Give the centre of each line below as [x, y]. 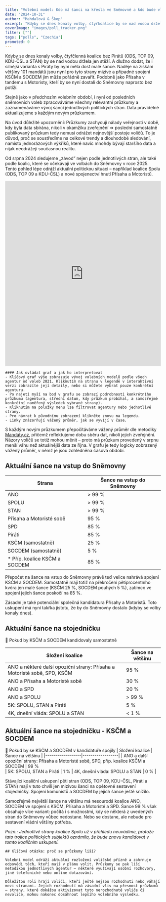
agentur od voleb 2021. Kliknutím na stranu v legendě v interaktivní [79, 381]
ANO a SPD [21, 689]
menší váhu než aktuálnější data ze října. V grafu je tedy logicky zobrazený [81, 445]
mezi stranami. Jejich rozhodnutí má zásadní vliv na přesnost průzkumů [82, 886]
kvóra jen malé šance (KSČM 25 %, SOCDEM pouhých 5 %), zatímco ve [78, 587]
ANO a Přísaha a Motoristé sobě [45, 681]
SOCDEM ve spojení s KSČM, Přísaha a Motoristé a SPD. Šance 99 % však [81, 807]
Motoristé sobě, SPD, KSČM [40, 673]
